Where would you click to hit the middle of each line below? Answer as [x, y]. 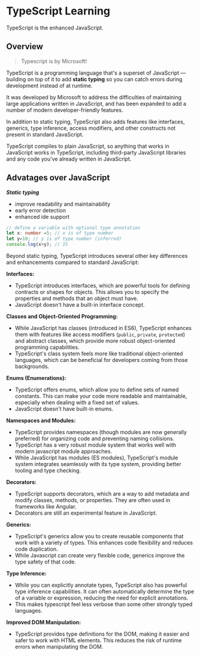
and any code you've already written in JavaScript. [69, 159]
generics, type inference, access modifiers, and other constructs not [91, 128]
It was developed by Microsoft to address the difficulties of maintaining [94, 97]
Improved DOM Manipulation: [44, 622]
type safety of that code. [45, 562]
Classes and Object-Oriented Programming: [62, 316]
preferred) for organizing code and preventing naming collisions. [95, 439]
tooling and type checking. [48, 471]
